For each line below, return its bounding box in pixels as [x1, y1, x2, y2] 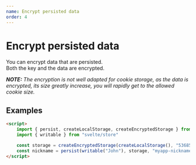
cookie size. [6, 88, 35, 95]
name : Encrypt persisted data [6, 8, 80, 15]
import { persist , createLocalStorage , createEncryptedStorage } [16, 126, 179, 132]
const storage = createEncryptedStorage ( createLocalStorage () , [16, 142, 174, 148]
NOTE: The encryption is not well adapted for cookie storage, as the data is [6, 76, 188, 83]
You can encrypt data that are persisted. [6, 59, 103, 66]
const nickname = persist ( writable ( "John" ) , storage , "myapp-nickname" [16, 147, 194, 154]
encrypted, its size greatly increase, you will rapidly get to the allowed [6, 82, 175, 90]
